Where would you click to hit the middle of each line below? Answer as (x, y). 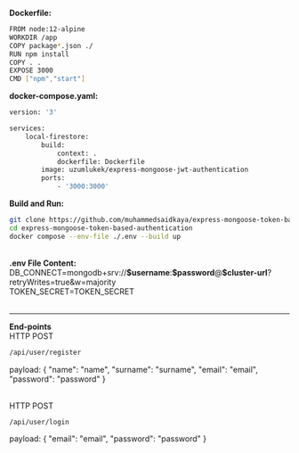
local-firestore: (57, 136)
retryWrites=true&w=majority (63, 282)
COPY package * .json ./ (51, 45)
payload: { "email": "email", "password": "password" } (108, 439)
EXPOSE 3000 (31, 70)
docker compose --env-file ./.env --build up (95, 236)
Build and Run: (36, 203)
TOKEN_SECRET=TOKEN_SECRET (72, 291)
